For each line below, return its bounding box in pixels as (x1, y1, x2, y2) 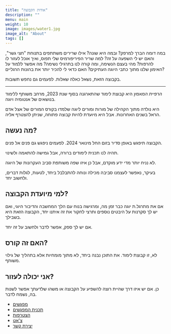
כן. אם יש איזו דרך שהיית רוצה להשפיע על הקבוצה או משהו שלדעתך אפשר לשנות (5, 286, 159, 292)
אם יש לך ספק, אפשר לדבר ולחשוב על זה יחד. (5, 224, 93, 230)
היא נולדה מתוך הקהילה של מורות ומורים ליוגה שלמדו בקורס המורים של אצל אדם (5, 106, 159, 112)
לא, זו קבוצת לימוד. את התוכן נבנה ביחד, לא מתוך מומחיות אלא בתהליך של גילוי (5, 252, 157, 258)
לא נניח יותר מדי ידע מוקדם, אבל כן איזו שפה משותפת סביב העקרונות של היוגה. (5, 159, 156, 166)
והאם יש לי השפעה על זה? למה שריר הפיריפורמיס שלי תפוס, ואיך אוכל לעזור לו (5, 55, 154, 61)
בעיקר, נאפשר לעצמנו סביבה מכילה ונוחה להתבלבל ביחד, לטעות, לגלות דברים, (5, 169, 156, 175)
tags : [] (5, 36, 24, 41)
